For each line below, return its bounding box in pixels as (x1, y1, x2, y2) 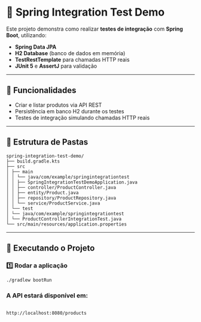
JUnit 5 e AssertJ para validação (14, 62, 98, 70)
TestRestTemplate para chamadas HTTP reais (14, 56, 130, 63)
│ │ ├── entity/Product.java (6, 189, 79, 195)
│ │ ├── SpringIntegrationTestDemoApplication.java (6, 179, 138, 185)
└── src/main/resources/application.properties (6, 221, 127, 227)
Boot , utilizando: (6, 31, 47, 38)
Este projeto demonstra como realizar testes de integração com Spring (6, 25, 184, 32)
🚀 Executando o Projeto (6, 243, 95, 253)
